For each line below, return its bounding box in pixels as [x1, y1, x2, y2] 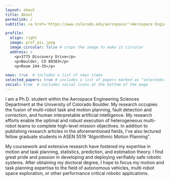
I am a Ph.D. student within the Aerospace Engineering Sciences [5, 96, 139, 102]
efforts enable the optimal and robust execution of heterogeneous [5, 117, 143, 123]
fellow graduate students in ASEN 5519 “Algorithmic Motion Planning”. [5, 133, 151, 140]
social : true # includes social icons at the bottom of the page [5, 82, 148, 87]
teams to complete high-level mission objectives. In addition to [17, 122, 148, 129]
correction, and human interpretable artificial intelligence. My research [5, 112, 152, 118]
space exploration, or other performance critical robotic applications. [5, 170, 149, 176]
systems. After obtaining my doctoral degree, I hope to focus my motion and [5, 159, 164, 165]
